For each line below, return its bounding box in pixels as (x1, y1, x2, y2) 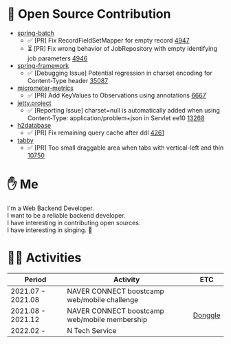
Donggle (192, 310, 221, 320)
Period (24, 275, 47, 284)
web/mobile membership (67, 314, 148, 324)
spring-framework (16, 61, 69, 69)
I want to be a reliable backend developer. (7, 211, 126, 219)
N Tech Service (67, 325, 117, 335)
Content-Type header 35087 (27, 76, 109, 84)
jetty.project (16, 99, 52, 107)
